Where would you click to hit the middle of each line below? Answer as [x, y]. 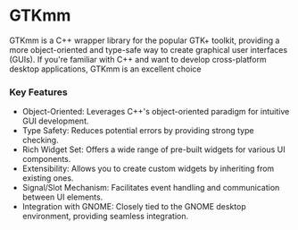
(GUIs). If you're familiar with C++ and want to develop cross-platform [138, 59]
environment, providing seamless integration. [105, 217]
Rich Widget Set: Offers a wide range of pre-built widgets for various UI [153, 149]
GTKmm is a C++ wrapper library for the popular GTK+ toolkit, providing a [145, 40]
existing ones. [48, 178]
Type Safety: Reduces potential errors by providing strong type [138, 131]
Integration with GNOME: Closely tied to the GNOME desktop [134, 207]
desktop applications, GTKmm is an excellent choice [105, 69]
